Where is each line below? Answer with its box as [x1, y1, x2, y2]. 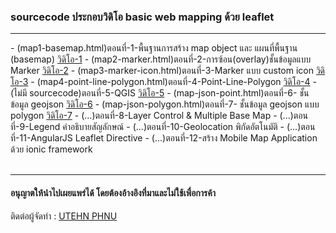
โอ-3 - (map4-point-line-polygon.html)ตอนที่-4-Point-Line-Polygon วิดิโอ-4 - [10, 76, 317, 88]
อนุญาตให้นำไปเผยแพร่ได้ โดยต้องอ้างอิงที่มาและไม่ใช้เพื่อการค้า [10, 186, 217, 199]
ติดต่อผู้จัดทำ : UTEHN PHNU [10, 210, 118, 222]
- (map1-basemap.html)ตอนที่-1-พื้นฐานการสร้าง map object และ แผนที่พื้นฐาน [10, 42, 298, 54]
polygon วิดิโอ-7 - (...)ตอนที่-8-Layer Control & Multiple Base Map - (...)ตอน [10, 110, 309, 122]
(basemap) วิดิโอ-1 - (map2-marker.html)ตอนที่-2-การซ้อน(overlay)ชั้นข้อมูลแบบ [10, 53, 312, 65]
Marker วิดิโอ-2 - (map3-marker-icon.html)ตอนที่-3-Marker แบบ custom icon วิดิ [10, 65, 326, 77]
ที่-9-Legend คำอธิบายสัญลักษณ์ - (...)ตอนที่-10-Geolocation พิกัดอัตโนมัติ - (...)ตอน [10, 121, 316, 133]
